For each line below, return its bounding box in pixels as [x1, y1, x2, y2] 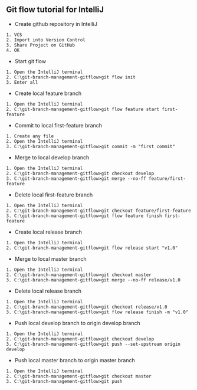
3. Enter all [6, 79, 38, 85]
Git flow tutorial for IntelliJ [6, 5, 104, 15]
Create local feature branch [14, 90, 82, 97]
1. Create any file [6, 133, 54, 139]
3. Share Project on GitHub [6, 42, 75, 48]
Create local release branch [14, 228, 83, 235]
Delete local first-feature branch [14, 191, 93, 198]
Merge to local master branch [14, 255, 87, 262]
